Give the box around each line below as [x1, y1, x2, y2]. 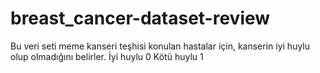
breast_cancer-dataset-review [10, 7, 271, 30]
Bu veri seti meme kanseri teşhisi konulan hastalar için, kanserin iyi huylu [10, 40, 311, 52]
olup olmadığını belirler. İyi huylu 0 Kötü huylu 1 [10, 50, 204, 62]
